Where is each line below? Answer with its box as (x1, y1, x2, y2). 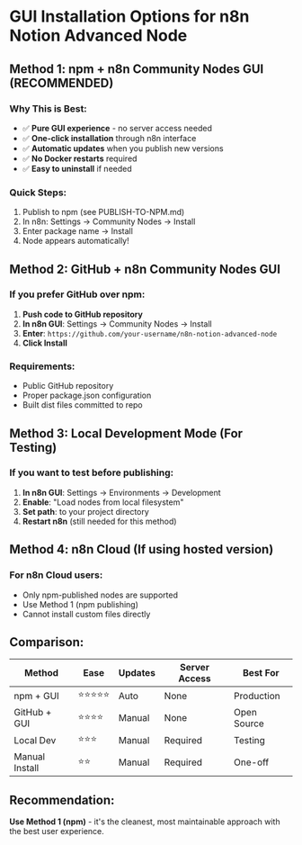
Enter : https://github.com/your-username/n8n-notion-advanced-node (22, 328, 278, 338)
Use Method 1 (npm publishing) (22, 598, 139, 609)
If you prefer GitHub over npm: (9, 288, 146, 301)
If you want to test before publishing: (9, 466, 173, 479)
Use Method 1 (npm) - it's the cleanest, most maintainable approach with (9, 816, 280, 827)
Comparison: (9, 634, 84, 650)
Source (233, 717, 265, 730)
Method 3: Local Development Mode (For (9, 426, 244, 441)
